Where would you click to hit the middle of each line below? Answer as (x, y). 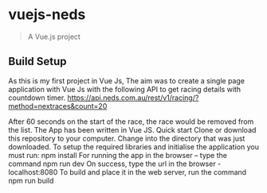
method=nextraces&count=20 (58, 106)
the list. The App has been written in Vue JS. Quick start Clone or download (132, 129)
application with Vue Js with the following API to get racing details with (125, 89)
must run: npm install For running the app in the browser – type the (118, 155)
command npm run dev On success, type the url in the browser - (115, 164)
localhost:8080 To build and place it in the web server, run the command (128, 172)
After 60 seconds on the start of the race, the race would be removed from (131, 122)
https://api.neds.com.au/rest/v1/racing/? (133, 98)
